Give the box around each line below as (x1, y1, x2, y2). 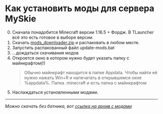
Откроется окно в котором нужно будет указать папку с (12, 55, 130, 61)
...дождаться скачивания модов (12, 49, 79, 56)
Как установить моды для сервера (5, 3, 154, 14)
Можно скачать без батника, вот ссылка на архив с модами (5, 103, 132, 109)
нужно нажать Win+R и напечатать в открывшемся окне (24, 75, 142, 81)
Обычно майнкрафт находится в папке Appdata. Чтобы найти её (24, 69, 158, 75)
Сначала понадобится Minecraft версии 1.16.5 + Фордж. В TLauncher (12, 29, 154, 35)
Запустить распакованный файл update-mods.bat (12, 45, 115, 50)
